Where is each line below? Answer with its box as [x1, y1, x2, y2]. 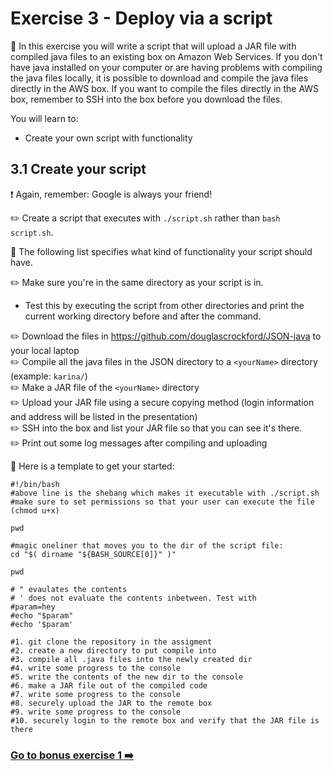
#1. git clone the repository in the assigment [10, 637, 213, 647]
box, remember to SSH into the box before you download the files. [10, 93, 283, 105]
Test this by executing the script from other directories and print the [24, 299, 305, 311]
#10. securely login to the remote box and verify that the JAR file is [10, 715, 320, 726]
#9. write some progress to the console [10, 707, 182, 717]
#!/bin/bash [10, 479, 60, 489]
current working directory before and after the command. [24, 310, 262, 322]
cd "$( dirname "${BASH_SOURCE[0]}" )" [10, 549, 177, 559]
